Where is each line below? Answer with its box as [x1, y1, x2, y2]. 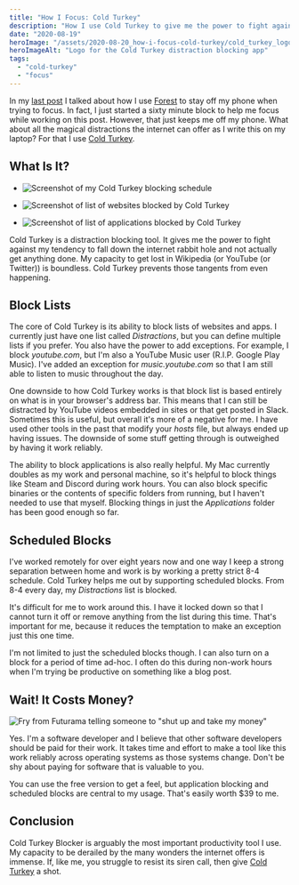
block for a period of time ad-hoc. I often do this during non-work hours [9, 657, 273, 668]
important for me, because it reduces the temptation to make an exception [9, 621, 282, 632]
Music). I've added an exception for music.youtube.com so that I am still [9, 359, 273, 370]
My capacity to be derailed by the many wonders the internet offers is [9, 847, 265, 857]
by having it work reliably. [9, 442, 103, 454]
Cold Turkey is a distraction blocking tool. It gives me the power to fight [9, 234, 271, 245]
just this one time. [9, 631, 75, 641]
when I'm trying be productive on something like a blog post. [9, 666, 232, 677]
